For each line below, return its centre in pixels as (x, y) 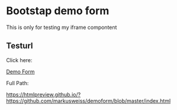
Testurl (20, 46)
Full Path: (17, 83)
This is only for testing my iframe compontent (62, 27)
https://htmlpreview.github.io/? (44, 94)
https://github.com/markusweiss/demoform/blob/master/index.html (89, 101)
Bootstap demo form (58, 11)
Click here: (19, 60)
